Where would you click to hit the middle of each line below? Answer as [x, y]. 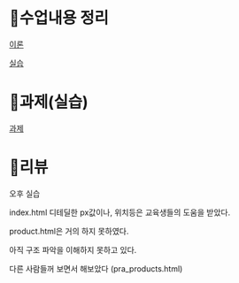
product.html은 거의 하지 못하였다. [69, 231]
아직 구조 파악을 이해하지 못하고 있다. [73, 249]
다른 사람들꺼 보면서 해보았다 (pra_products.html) [96, 268]
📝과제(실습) [49, 102]
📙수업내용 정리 [59, 18]
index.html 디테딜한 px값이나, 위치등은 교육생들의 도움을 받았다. [120, 212]
